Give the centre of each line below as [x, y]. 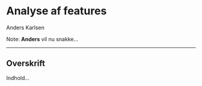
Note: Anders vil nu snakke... [42, 39]
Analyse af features [57, 11]
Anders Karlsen [26, 27]
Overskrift [26, 64]
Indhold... [18, 78]
